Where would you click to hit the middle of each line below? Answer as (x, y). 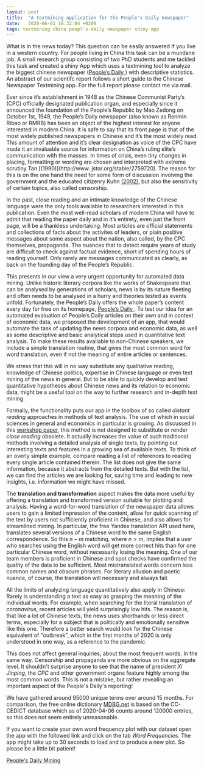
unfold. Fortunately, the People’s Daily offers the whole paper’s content (95, 302)
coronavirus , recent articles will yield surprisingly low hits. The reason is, (98, 609)
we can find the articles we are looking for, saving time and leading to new (100, 475)
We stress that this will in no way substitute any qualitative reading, (90, 366)
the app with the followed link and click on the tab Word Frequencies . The (99, 736)
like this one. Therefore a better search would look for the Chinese (90, 629)
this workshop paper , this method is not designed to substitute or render (97, 430)
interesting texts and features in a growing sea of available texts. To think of (101, 449)
